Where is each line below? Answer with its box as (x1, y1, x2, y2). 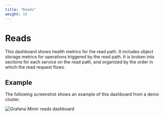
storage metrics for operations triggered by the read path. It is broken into (5, 54, 155, 60)
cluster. (5, 97, 21, 102)
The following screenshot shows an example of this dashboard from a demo (5, 91, 159, 97)
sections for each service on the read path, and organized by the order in (5, 59, 153, 65)
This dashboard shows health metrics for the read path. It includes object (5, 49, 154, 55)
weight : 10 (5, 12, 27, 17)
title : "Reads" (5, 7, 36, 12)
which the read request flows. (5, 64, 65, 70)
